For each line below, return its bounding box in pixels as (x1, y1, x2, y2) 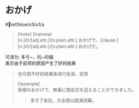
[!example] (17, 80, 40, 86)
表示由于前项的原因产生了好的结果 (5, 60, 76, 66)
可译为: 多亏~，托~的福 (5, 53, 54, 60)
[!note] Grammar (17, 31, 52, 37)
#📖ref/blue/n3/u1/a (5, 21, 44, 27)
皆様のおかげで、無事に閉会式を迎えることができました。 (17, 86, 137, 92)
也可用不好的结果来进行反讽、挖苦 (17, 70, 89, 76)
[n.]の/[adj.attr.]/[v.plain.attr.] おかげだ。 (17, 43, 101, 49)
